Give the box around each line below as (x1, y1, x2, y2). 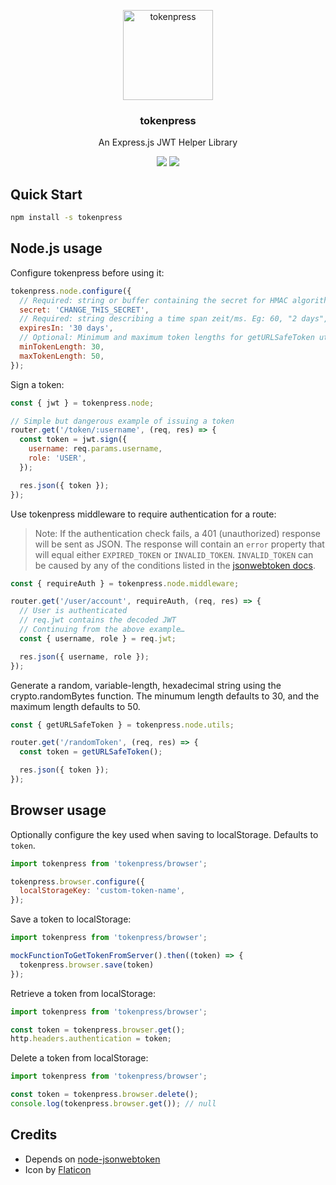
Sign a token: (10, 378, 65, 390)
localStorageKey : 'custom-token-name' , (19, 886, 186, 896)
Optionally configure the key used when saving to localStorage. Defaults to (10, 828, 319, 840)
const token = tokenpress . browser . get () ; (10, 1025, 186, 1035)
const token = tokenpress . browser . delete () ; (10, 1090, 199, 1100)
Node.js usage (10, 240, 103, 257)
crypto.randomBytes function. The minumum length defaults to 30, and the (10, 690, 320, 702)
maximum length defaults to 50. (10, 700, 141, 712)
